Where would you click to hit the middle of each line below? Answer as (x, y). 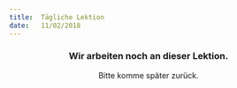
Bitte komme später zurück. (149, 75)
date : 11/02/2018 (45, 26)
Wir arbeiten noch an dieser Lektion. (149, 56)
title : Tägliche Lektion (57, 17)
